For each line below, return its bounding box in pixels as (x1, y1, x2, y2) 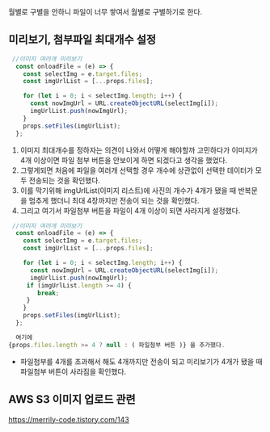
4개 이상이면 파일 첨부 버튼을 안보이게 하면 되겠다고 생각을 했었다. (19, 155, 228, 165)
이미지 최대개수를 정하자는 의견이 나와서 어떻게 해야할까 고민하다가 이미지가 (19, 145, 259, 155)
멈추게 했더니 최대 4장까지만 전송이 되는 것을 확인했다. (28, 195, 200, 205)
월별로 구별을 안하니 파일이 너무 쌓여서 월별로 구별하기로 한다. (8, 7, 203, 16)
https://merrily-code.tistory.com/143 (8, 414, 129, 424)
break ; (37, 289, 60, 297)
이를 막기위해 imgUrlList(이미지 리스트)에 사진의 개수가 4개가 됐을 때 (19, 185, 237, 195)
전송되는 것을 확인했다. (28, 175, 101, 185)
